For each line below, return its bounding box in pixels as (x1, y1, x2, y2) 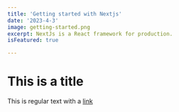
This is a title (7, 74, 84, 89)
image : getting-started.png (7, 23, 91, 30)
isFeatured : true (7, 37, 59, 44)
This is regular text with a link (7, 97, 94, 106)
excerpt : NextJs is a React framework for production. (7, 30, 173, 38)
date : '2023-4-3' (7, 17, 59, 24)
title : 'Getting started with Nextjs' (7, 10, 122, 18)
